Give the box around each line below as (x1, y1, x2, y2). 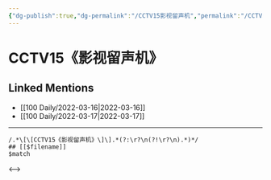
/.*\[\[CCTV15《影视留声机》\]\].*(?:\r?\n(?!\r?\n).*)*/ (8, 136, 199, 144)
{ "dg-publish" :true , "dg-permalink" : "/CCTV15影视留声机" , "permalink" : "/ (8, 11, 248, 20)
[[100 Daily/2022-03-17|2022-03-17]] (19, 111, 145, 121)
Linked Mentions (8, 81, 94, 95)
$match (8, 149, 31, 157)
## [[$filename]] (8, 142, 67, 151)
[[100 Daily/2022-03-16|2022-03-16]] (19, 102, 146, 112)
